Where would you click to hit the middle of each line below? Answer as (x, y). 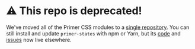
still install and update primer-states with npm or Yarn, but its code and (93, 33)
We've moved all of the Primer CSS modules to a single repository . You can (98, 27)
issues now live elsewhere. (39, 40)
